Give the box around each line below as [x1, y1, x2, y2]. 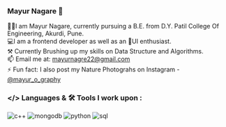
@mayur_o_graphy [7, 76, 61, 84]
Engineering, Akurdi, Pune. [7, 29, 84, 37]
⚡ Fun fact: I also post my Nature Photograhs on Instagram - [7, 65, 180, 74]
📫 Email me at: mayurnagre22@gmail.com [7, 55, 130, 63]
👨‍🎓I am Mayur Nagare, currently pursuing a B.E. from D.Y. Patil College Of [7, 22, 220, 31]
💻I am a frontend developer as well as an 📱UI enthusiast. [7, 37, 172, 46]
